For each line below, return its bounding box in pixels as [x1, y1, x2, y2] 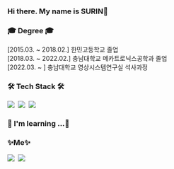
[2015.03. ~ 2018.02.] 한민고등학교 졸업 [7, 45, 119, 54]
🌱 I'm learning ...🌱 [7, 119, 70, 129]
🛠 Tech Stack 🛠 [7, 81, 65, 91]
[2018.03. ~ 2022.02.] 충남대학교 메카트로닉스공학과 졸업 [7, 54, 168, 63]
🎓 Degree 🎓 [7, 25, 54, 35]
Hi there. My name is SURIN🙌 [7, 6, 108, 16]
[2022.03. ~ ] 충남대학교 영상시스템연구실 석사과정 [7, 63, 149, 71]
